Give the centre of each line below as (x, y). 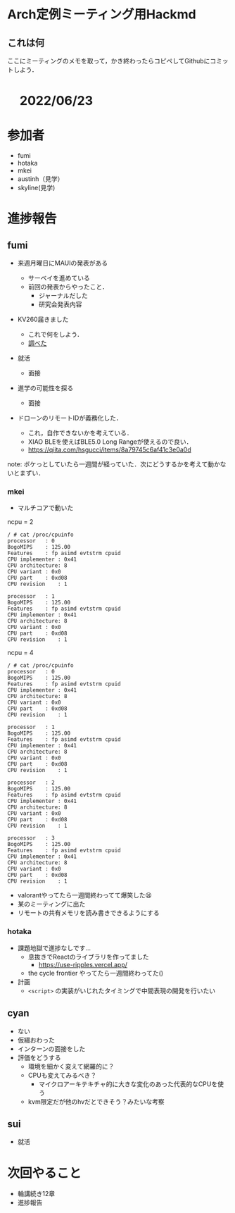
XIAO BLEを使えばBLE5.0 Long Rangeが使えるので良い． (110, 442)
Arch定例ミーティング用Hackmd (102, 14)
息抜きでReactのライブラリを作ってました (88, 957)
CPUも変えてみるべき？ (62, 1075)
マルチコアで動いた (45, 508)
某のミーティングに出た (51, 904)
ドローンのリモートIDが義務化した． (70, 418)
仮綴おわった (36, 1040)
